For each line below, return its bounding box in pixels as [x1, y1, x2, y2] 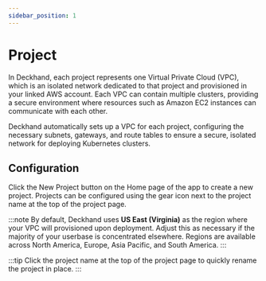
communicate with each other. [8, 106, 108, 115]
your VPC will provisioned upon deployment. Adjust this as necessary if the [8, 224, 255, 233]
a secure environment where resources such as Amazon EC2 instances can [8, 97, 256, 107]
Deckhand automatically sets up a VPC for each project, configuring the [8, 121, 244, 131]
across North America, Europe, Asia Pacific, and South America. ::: [8, 240, 227, 250]
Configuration [8, 161, 80, 175]
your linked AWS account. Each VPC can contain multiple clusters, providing [8, 89, 259, 99]
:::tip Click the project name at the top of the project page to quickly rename [8, 256, 257, 265]
